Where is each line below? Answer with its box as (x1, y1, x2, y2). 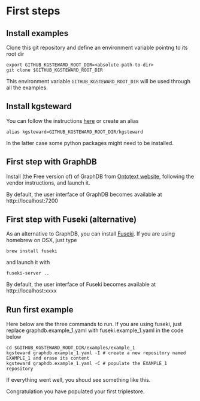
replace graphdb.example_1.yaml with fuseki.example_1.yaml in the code (6, 327, 184, 334)
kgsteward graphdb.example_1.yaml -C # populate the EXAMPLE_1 (6, 361, 168, 367)
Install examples (6, 28, 69, 38)
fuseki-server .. (6, 270, 50, 276)
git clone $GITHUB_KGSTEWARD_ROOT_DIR (6, 67, 103, 73)
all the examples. (6, 84, 48, 91)
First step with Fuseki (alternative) (6, 215, 137, 225)
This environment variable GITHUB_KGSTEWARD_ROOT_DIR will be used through (6, 78, 190, 85)
